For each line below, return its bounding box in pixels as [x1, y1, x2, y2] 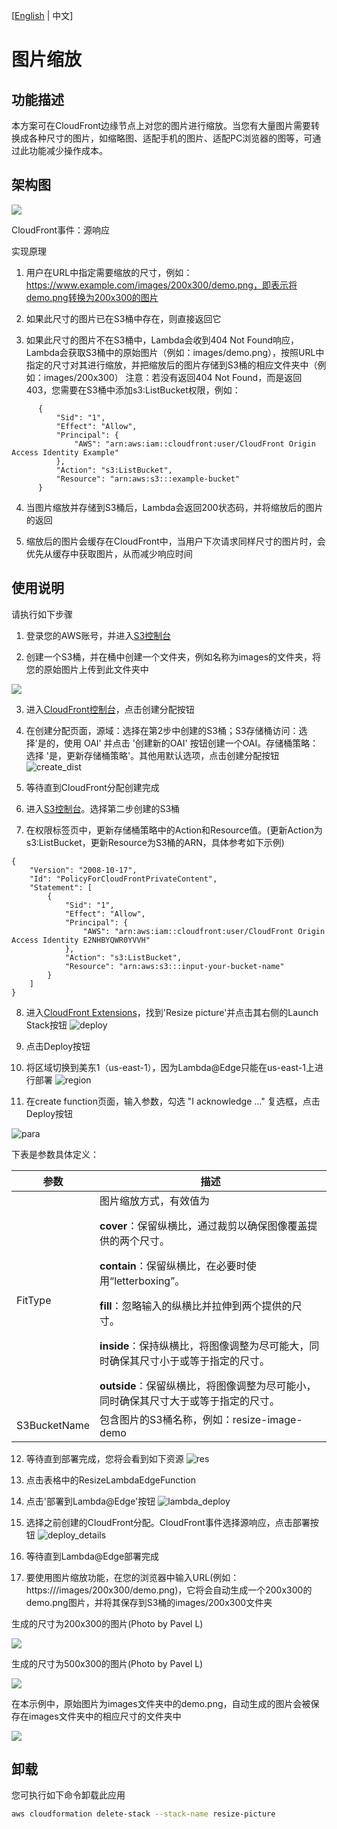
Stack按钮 [25, 1019, 68, 1031]
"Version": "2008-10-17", [29, 865, 138, 875]
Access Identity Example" [11, 447, 119, 458]
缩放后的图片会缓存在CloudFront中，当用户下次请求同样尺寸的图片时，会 [25, 535, 326, 547]
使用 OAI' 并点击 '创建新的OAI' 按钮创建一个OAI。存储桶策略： [63, 737, 319, 749]
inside [99, 1339, 130, 1353]
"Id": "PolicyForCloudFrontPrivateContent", [29, 874, 218, 884]
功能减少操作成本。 [28, 145, 108, 156]
